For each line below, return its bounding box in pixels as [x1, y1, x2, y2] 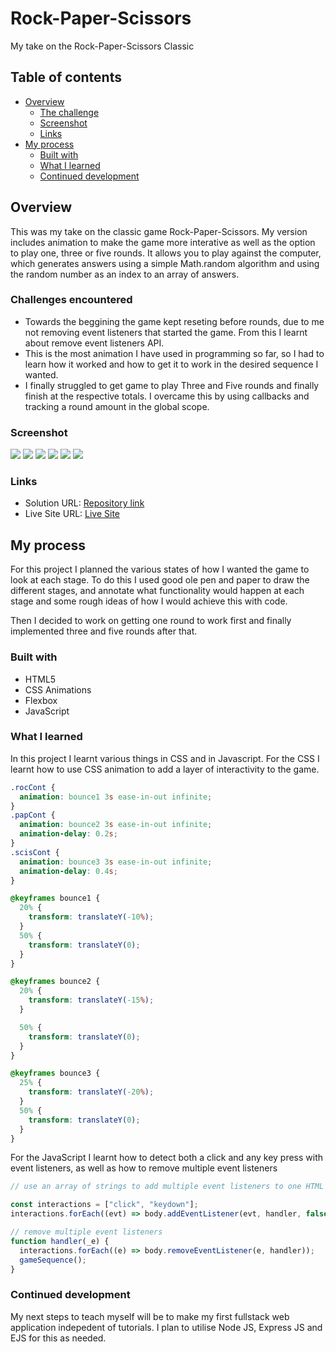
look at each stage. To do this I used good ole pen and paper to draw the [10, 574, 310, 586]
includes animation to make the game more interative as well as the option [10, 236, 316, 248]
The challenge [39, 106, 100, 118]
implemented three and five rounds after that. [10, 625, 198, 637]
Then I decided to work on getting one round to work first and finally [10, 615, 292, 627]
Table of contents [10, 69, 122, 86]
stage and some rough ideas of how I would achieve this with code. [10, 595, 288, 607]
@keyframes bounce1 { [10, 893, 101, 904]
